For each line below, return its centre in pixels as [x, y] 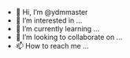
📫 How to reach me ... [52, 46]
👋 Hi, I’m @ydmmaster [52, 12]
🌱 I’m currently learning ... [58, 29]
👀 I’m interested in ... [49, 20]
